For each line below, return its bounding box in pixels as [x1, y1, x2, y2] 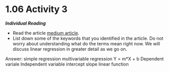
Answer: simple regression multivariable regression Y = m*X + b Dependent [5, 55, 164, 61]
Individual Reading [5, 20, 46, 26]
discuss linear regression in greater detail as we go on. [12, 46, 127, 52]
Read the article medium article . [12, 30, 80, 36]
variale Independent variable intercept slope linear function [5, 61, 129, 67]
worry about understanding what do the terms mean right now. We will [12, 40, 160, 46]
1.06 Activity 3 [5, 4, 67, 15]
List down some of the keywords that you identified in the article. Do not [12, 35, 163, 41]
